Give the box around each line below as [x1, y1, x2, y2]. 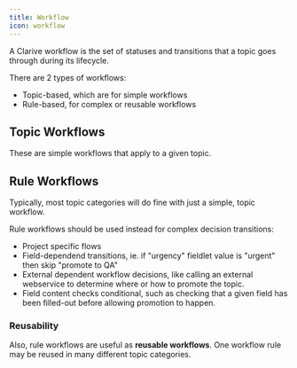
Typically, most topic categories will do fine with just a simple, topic [9, 197, 255, 208]
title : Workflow [9, 12, 69, 22]
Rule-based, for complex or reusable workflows [21, 98, 197, 109]
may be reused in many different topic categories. [9, 349, 191, 360]
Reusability [9, 320, 59, 333]
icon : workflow [9, 21, 66, 30]
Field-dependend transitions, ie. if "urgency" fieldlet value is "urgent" [21, 250, 276, 262]
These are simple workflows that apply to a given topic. [9, 148, 212, 159]
